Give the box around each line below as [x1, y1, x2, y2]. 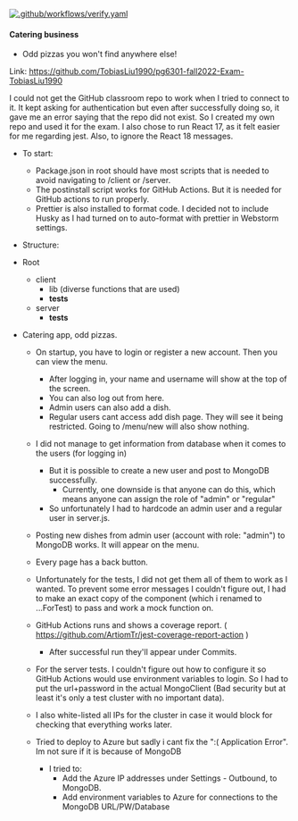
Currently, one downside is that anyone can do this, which [62, 484, 276, 495]
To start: [21, 148, 54, 159]
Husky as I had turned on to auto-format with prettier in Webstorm [35, 213, 279, 223]
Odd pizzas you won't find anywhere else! [21, 49, 178, 60]
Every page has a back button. [35, 557, 149, 567]
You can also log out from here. [48, 393, 165, 404]
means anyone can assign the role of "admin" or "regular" [62, 494, 276, 505]
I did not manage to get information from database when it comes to [35, 439, 286, 449]
